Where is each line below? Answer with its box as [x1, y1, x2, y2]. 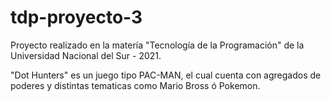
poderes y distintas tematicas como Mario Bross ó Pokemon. [10, 79, 261, 91]
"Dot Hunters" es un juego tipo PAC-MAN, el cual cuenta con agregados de [10, 69, 322, 81]
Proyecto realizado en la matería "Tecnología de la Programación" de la [10, 39, 305, 51]
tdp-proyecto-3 [10, 6, 143, 29]
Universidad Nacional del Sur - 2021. [10, 49, 162, 61]
